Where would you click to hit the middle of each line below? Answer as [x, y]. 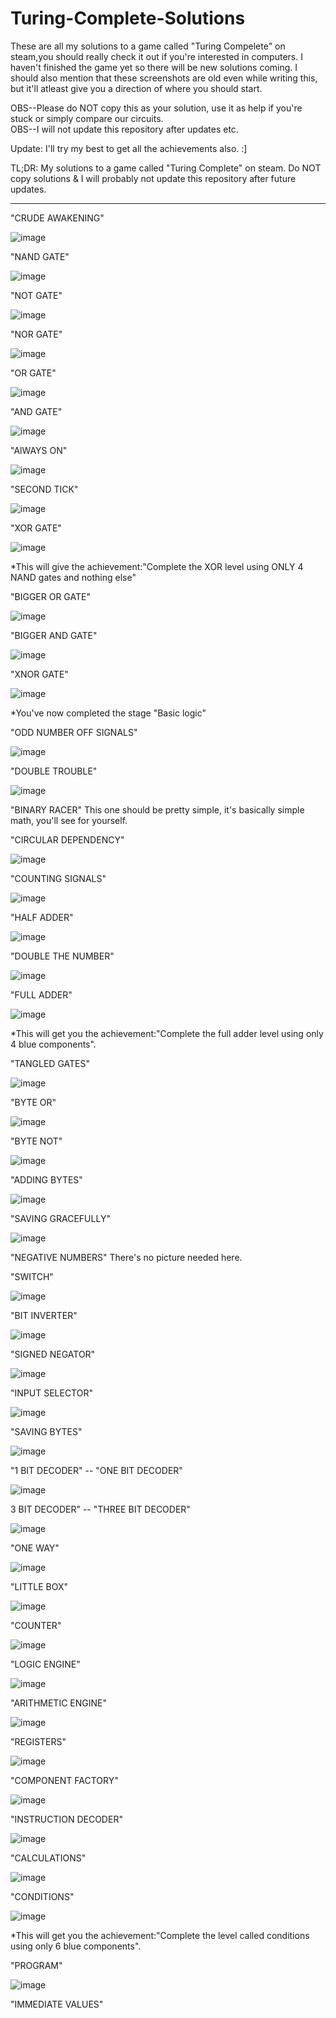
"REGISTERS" [38, 1741]
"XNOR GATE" [39, 674]
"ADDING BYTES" [46, 1179]
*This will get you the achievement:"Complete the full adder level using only [167, 1033]
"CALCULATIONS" [48, 1858]
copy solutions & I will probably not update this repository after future [153, 178]
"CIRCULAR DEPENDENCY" [67, 839]
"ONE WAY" [35, 1548]
